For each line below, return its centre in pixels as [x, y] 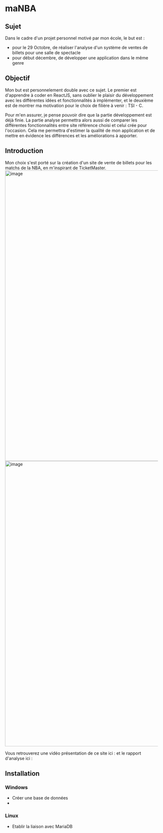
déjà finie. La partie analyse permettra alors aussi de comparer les [71, 120]
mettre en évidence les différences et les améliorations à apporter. [71, 135]
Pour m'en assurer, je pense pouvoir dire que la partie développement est [78, 115]
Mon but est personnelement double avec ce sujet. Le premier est [71, 90]
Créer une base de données [40, 798]
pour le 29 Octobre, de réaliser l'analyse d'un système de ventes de [80, 47]
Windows [16, 787]
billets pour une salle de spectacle [46, 53]
